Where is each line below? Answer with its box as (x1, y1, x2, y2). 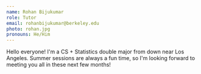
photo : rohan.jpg (6, 25, 51, 32)
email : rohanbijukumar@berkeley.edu (6, 20, 99, 26)
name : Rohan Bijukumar (6, 8, 64, 15)
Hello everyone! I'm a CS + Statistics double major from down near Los (6, 48, 185, 55)
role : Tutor (6, 15, 37, 21)
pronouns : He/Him (6, 32, 51, 38)
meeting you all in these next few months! (6, 61, 111, 69)
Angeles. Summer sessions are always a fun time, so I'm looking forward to (6, 55, 196, 62)
